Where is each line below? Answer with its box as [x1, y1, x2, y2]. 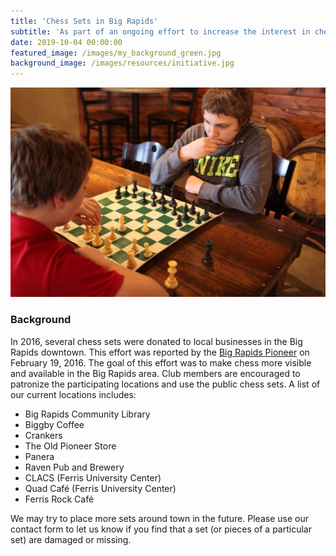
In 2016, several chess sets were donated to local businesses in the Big [10, 335, 303, 347]
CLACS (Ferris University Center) [24, 471, 162, 484]
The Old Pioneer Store [24, 440, 117, 452]
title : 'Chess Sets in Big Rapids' [10, 16, 159, 26]
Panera [24, 450, 55, 462]
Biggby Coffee [24, 418, 85, 430]
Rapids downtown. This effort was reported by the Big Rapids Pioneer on [10, 346, 310, 358]
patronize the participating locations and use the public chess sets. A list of [10, 378, 321, 390]
